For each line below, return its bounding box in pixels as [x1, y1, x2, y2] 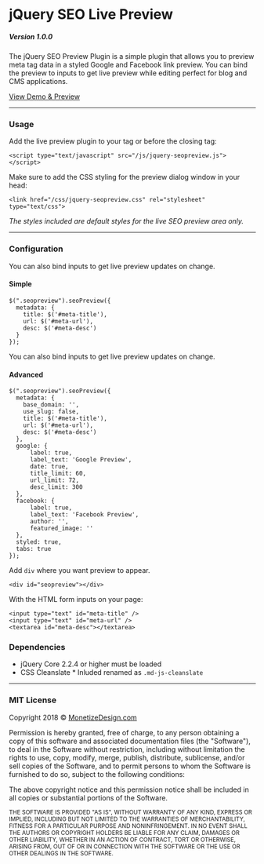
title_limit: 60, [29, 469, 87, 478]
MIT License [9, 694, 57, 705]
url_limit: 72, [29, 476, 80, 484]
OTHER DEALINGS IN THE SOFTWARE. [9, 849, 114, 857]
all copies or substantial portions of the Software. [9, 793, 168, 802]
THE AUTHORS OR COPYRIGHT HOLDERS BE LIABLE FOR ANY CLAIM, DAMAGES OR [9, 829, 240, 837]
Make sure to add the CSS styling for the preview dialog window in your [9, 173, 240, 182]
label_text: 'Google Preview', [29, 456, 132, 464]
